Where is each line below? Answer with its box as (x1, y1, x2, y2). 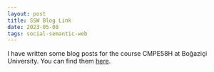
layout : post (7, 10, 46, 18)
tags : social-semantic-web (7, 30, 88, 37)
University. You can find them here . (7, 57, 111, 66)
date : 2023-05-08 (7, 23, 59, 30)
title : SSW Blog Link (7, 17, 72, 24)
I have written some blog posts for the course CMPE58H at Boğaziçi (7, 49, 208, 58)
